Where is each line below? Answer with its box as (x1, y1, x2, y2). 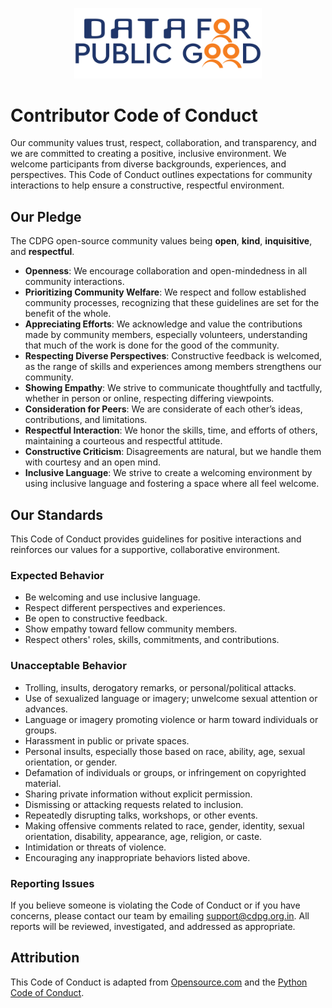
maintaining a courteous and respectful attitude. (24, 435, 223, 447)
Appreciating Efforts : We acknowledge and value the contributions (24, 318, 303, 330)
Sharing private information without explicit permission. (24, 788, 253, 800)
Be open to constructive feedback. (24, 613, 168, 625)
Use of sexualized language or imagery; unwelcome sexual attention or (24, 692, 318, 704)
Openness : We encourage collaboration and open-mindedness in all (24, 265, 308, 277)
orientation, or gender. (24, 756, 118, 768)
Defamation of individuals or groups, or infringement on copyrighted (24, 766, 307, 778)
